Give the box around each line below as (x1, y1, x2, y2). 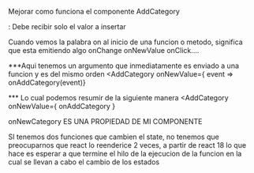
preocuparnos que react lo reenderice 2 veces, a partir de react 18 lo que (8, 141, 247, 149)
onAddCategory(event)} (8, 78, 87, 87)
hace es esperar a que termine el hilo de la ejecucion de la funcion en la (8, 149, 242, 158)
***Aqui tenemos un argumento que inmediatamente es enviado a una (8, 61, 239, 70)
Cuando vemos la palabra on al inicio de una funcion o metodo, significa (8, 37, 243, 47)
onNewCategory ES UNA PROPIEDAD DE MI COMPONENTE (8, 117, 203, 126)
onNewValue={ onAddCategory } (8, 102, 116, 111)
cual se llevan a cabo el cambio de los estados (8, 157, 160, 167)
